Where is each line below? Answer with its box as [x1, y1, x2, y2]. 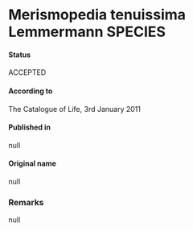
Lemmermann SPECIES [8, 23, 166, 41]
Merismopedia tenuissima [8, 6, 187, 24]
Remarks [8, 196, 44, 208]
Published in [8, 122, 51, 132]
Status [8, 50, 31, 60]
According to [8, 86, 53, 96]
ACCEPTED [8, 68, 47, 77]
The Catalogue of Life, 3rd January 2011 [8, 104, 141, 113]
